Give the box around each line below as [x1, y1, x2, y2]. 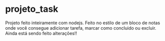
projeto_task [5, 3, 59, 15]
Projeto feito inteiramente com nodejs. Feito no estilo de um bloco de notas [5, 20, 160, 26]
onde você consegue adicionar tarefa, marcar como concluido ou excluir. [5, 25, 156, 31]
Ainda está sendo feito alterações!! [5, 30, 77, 36]
